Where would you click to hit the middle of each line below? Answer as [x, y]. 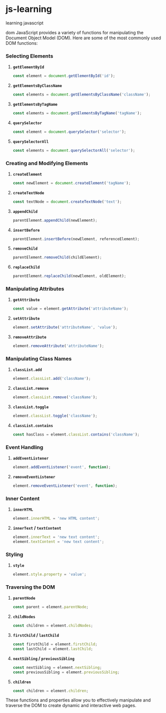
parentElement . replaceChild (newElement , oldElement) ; [69, 276]
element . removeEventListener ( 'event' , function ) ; [65, 486]
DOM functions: [22, 43]
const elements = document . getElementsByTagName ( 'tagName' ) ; [77, 113]
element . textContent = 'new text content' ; [58, 541]
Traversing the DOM [30, 587]
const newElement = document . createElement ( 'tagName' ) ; [72, 183]
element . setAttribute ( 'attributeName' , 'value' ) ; [65, 327]
